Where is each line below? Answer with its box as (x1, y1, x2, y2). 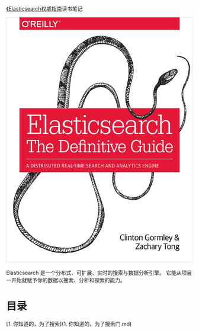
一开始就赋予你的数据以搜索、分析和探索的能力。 (6, 276, 126, 283)
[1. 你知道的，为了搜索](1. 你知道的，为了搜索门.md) (6, 320, 132, 327)
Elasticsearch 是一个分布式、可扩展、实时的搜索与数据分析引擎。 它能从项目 (6, 269, 192, 276)
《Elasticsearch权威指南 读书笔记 (6, 5, 83, 12)
